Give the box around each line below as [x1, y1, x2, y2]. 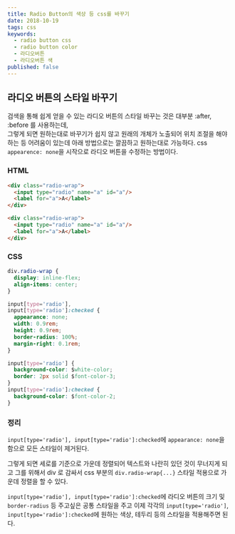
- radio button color [14, 43, 78, 51]
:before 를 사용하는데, [7, 120, 69, 129]
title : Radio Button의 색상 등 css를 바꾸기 [7, 10, 130, 18]
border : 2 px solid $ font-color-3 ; [14, 373, 116, 380]
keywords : [7, 30, 37, 38]
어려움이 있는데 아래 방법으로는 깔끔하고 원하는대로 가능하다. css [28, 138, 208, 147]
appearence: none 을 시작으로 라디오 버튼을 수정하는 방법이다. [7, 148, 178, 156]
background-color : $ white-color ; [14, 366, 113, 374]
